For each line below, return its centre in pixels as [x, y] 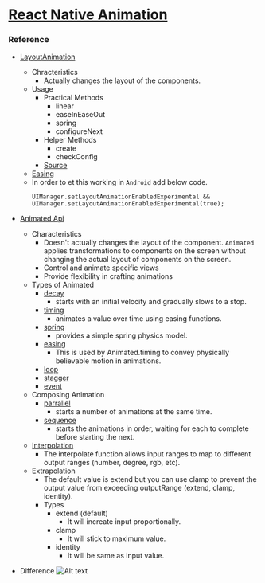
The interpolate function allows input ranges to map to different [147, 454]
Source [55, 166]
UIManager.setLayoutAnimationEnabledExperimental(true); [128, 204]
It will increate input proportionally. [124, 522]
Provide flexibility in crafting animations [108, 276]
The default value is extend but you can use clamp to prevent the [150, 479]
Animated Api [42, 219]
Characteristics [57, 234]
